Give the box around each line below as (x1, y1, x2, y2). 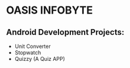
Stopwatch (14, 49, 41, 56)
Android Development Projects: (6, 27, 125, 37)
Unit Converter (14, 43, 51, 50)
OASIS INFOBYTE (6, 4, 93, 17)
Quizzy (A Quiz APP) (14, 56, 65, 62)
